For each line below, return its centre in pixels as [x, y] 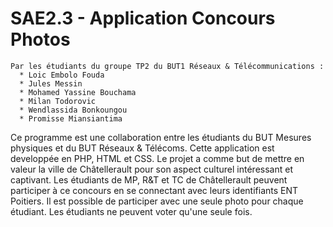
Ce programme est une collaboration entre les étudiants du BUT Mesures [161, 137]
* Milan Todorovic [58, 101]
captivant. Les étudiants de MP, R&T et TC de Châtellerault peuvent [149, 179]
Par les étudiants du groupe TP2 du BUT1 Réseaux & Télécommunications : [167, 66]
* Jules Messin [51, 83]
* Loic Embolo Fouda [62, 75]
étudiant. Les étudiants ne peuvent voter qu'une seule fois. [131, 211]
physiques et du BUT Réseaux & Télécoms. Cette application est [142, 148]
